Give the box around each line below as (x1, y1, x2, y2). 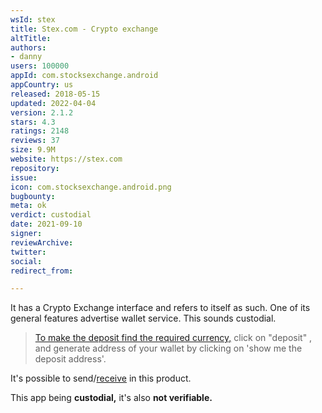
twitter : (10, 247, 47, 257)
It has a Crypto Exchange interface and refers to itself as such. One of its (10, 302, 311, 314)
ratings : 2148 (10, 126, 70, 136)
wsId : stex (10, 14, 56, 25)
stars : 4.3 (10, 117, 56, 127)
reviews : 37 (10, 136, 60, 146)
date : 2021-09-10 (10, 219, 83, 230)
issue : (10, 172, 38, 183)
